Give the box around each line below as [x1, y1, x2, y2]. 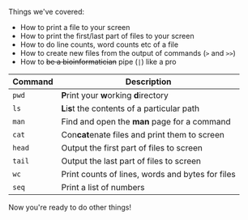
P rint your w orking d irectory [61, 90, 169, 100]
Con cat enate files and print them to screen [61, 129, 224, 140]
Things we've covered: [8, 7, 85, 16]
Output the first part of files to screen [61, 142, 203, 153]
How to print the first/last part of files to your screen [19, 32, 195, 40]
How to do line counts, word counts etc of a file [19, 40, 179, 49]
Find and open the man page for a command [61, 116, 231, 127]
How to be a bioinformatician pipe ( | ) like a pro [19, 57, 177, 66]
